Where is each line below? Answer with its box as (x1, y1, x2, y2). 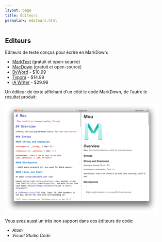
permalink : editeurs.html (5, 18, 57, 23)
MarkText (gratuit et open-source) (12, 59, 81, 65)
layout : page (5, 8, 32, 13)
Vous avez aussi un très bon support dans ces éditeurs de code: (5, 218, 134, 224)
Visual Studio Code (12, 233, 51, 239)
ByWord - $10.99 (12, 69, 46, 75)
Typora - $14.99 (12, 74, 45, 80)
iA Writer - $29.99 (12, 80, 49, 85)
